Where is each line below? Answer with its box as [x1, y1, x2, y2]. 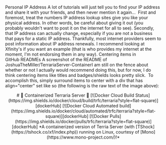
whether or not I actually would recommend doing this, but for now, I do [5, 67, 151, 73]
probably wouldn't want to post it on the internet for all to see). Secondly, [5, 25, 155, 31]
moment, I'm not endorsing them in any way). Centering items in [5, 51, 136, 57]
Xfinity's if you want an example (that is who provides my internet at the [5, 46, 152, 52]
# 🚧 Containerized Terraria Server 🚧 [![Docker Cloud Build [16, 92, 135, 98]
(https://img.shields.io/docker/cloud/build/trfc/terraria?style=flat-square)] [8, 98, 159, 103]
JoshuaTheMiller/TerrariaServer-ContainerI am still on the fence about [5, 62, 149, 68]
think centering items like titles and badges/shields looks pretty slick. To [5, 72, 154, 78]
